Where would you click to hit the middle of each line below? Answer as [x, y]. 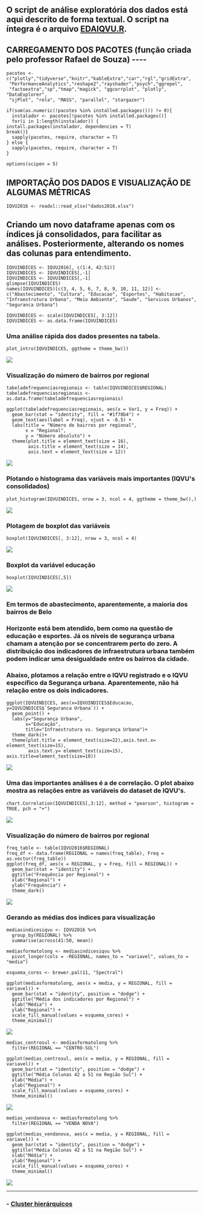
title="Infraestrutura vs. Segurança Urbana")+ [87, 730]
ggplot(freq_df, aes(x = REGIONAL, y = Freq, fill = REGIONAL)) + [92, 864]
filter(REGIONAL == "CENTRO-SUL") [55, 1048]
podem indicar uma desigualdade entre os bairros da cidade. [98, 659]
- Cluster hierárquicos [39, 1204]
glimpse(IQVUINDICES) [34, 283]
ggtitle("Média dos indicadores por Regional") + [76, 999]
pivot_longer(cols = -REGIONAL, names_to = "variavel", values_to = [100, 957]
